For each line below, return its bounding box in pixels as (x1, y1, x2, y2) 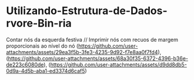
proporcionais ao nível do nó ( (6, 42, 79, 49)
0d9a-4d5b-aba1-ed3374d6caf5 (6, 67, 85, 74)
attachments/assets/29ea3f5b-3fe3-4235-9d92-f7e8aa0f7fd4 (6, 48, 158, 55)
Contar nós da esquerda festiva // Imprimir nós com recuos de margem (6, 36, 178, 43)
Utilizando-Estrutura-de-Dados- (6, 4, 168, 18)
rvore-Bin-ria (6, 16, 72, 30)
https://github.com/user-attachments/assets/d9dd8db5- (50, 61, 187, 68)
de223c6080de (6, 61, 44, 68)
